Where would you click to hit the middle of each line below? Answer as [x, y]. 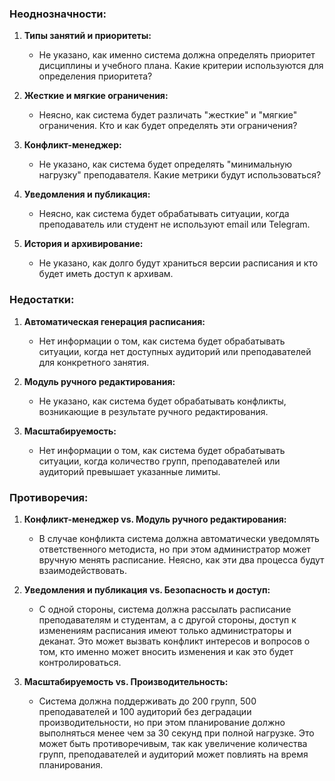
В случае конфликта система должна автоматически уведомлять [179, 538]
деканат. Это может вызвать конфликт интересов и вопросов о [174, 641]
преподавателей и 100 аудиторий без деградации [145, 711]
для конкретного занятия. [94, 362]
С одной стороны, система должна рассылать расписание [165, 609]
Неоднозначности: [58, 14]
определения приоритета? [95, 76]
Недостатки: [42, 300]
